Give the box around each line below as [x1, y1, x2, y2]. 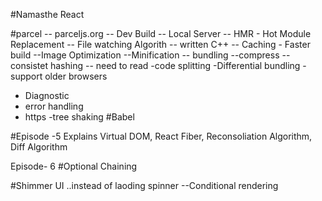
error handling [24, 100, 84, 112]
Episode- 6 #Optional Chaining [10, 160, 138, 172]
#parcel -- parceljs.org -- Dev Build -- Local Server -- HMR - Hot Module [10, 28, 312, 39]
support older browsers [10, 70, 108, 82]
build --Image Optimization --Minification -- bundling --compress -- [10, 49, 291, 61]
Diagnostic [24, 90, 70, 101]
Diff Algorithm [10, 141, 68, 153]
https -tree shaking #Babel [24, 111, 135, 123]
